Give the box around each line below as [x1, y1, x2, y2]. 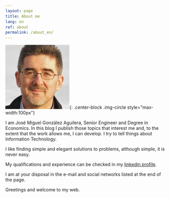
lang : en [5, 19, 24, 24]
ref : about [5, 25, 29, 30]
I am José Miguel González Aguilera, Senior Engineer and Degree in [5, 120, 148, 126]
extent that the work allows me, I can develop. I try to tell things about [5, 131, 153, 137]
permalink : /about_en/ [5, 30, 54, 35]
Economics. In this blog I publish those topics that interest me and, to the [5, 125, 159, 131]
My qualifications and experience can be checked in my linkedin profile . [5, 162, 157, 168]
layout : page [5, 8, 33, 13]
